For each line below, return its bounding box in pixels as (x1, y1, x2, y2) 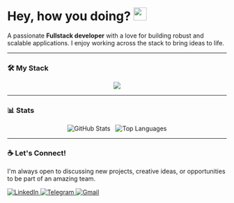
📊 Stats (7, 105, 35, 115)
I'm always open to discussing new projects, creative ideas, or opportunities (7, 167, 226, 175)
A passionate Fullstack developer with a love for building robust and (7, 31, 204, 40)
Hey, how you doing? (7, 8, 131, 24)
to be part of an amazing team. (7, 174, 96, 183)
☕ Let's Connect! (7, 149, 66, 158)
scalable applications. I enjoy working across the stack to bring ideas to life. (7, 38, 225, 47)
